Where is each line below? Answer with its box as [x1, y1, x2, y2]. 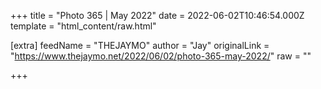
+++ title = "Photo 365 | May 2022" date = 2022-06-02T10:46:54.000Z [10, 10, 305, 21]
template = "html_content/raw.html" [10, 20, 157, 32]
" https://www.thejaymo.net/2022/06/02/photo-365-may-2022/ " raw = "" [10, 50, 312, 62]
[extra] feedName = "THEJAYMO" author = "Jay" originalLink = [10, 40, 270, 51]
